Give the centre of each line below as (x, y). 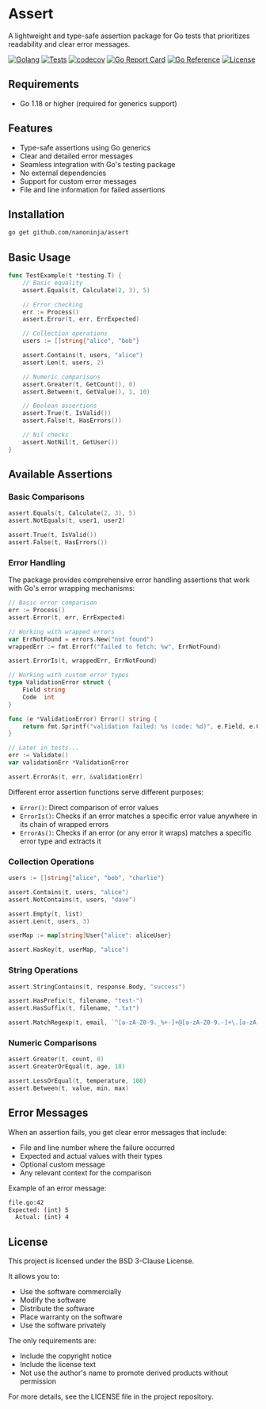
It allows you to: (34, 1277)
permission (38, 1381)
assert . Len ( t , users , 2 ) (63, 362)
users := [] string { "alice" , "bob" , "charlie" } (86, 878)
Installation (36, 214)
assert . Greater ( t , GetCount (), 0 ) (79, 384)
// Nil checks (46, 435)
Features (30, 129)
